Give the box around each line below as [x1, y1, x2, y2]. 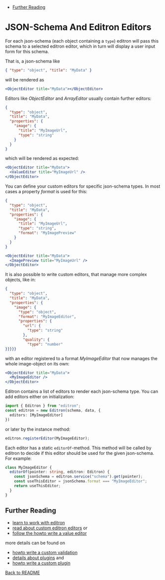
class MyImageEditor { [5, 465, 52, 470]
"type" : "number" [27, 342, 63, 347]
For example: [5, 455, 32, 461]
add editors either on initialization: [5, 394, 74, 400]
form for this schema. [5, 48, 49, 54]
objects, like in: [5, 277, 36, 283]
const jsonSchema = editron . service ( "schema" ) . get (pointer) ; [14, 474, 143, 479]
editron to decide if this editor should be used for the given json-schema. [5, 450, 155, 456]
